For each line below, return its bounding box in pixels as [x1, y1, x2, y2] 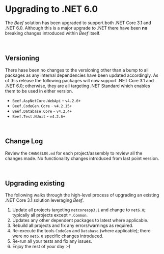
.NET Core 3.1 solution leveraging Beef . [5, 197, 84, 203]
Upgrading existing [5, 179, 65, 188]
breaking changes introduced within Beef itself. [5, 30, 101, 36]
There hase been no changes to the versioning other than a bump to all [5, 67, 149, 73]
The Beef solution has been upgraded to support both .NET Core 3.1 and [5, 20, 151, 26]
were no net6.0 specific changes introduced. [12, 233, 104, 239]
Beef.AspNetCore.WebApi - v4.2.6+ [12, 97, 81, 103]
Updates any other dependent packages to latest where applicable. [12, 218, 149, 223]
